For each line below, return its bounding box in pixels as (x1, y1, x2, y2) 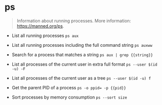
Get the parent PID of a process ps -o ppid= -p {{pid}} (11, 84, 126, 90)
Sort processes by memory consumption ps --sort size (11, 94, 127, 100)
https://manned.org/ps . (16, 23, 64, 29)
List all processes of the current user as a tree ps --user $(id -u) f (11, 75, 151, 81)
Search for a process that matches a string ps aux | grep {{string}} (11, 51, 153, 58)
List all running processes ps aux (11, 33, 79, 38)
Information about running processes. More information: (16, 18, 131, 24)
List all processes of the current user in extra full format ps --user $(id (11, 61, 158, 67)
